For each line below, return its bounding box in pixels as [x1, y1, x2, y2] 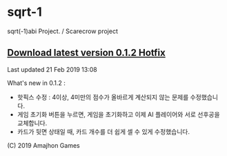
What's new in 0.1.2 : [7, 79, 66, 87]
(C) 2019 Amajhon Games [7, 141, 81, 149]
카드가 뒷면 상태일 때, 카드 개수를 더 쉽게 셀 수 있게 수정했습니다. [17, 127, 190, 135]
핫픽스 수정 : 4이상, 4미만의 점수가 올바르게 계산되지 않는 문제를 [17, 92, 189, 101]
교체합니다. [17, 119, 48, 127]
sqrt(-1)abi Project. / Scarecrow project [7, 27, 119, 35]
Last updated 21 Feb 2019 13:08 [7, 65, 98, 73]
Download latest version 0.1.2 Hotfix [7, 47, 166, 59]
